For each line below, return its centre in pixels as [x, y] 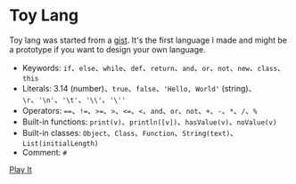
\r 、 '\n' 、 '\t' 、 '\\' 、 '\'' [74, 100]
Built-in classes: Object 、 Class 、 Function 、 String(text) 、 [130, 132]
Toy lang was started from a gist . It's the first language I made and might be [148, 40]
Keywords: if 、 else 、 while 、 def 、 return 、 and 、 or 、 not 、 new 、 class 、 [153, 68]
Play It [21, 169]
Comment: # [45, 152]
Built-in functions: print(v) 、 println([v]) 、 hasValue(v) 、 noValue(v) [149, 122]
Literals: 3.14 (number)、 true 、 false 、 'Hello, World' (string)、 [139, 88]
